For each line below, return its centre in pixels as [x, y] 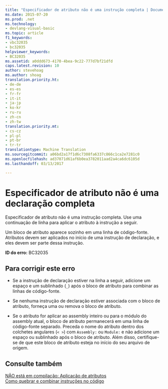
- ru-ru [13, 113]
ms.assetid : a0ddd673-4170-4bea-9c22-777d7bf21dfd [59, 61]
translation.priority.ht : [32, 80]
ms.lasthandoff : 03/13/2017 [34, 163]
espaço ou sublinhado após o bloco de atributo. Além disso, [74, 337]
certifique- [148, 337]
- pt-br [13, 140]
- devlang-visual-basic [30, 29]
